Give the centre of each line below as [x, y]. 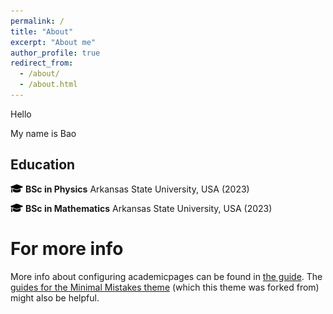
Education [43, 165]
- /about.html [48, 85]
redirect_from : [42, 63]
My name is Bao [43, 133]
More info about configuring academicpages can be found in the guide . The [166, 276]
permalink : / [37, 21]
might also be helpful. [55, 297]
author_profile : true [55, 53]
